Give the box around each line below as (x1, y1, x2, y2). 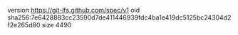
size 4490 (41, 21, 72, 29)
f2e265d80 (7, 21, 41, 29)
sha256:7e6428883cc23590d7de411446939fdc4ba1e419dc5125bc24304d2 (7, 13, 232, 22)
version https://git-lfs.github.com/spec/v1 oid (7, 6, 140, 14)
